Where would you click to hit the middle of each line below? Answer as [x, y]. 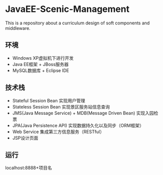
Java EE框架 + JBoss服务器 [40, 64]
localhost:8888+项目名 [29, 168]
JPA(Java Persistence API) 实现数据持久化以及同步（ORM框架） [78, 125]
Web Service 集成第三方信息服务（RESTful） [58, 131]
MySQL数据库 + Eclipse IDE [41, 70]
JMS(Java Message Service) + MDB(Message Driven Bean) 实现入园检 [85, 113]
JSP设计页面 [25, 138]
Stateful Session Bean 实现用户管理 [49, 100]
